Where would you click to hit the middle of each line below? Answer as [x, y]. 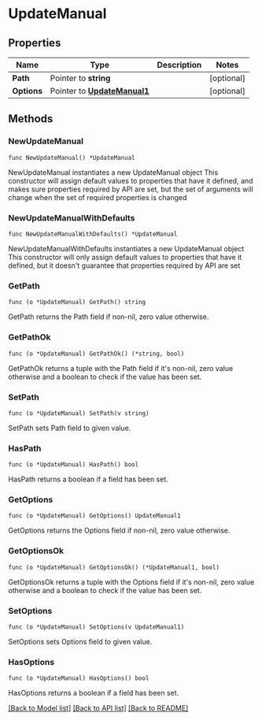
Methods [31, 119]
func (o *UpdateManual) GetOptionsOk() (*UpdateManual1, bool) [114, 567]
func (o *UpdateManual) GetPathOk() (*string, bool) [96, 354]
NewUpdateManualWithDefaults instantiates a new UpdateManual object [126, 248]
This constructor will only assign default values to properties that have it [125, 257]
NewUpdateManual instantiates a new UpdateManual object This [113, 172]
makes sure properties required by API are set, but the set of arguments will [131, 189]
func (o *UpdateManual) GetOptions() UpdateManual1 [94, 516]
